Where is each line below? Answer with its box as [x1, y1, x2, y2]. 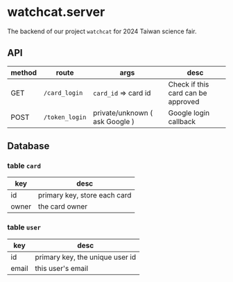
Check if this [168, 79, 209, 89]
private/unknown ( [93, 108, 153, 118]
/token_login [43, 113, 87, 121]
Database [7, 140, 50, 152]
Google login [168, 108, 210, 118]
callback [168, 116, 196, 126]
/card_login [43, 89, 83, 97]
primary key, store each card [37, 191, 132, 200]
